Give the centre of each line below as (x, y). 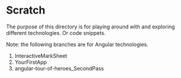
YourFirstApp (31, 62)
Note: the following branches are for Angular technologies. (77, 44)
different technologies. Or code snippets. (56, 32)
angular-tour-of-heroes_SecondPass (59, 68)
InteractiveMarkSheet (41, 56)
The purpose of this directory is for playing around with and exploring (90, 27)
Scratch (26, 10)
